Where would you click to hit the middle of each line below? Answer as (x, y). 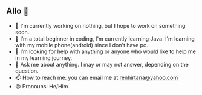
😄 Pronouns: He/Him (41, 86)
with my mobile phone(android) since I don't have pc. (81, 45)
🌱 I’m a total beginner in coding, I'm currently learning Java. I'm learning (105, 38)
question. (27, 71)
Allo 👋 (18, 11)
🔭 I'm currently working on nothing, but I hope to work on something (100, 25)
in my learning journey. (44, 57)
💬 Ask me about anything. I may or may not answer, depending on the (102, 64)
